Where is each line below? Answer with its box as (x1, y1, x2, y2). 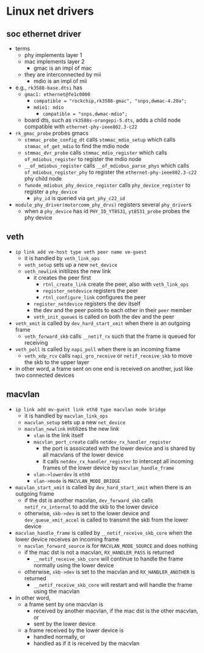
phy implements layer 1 (24, 51, 82, 59)
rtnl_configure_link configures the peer (42, 293, 146, 300)
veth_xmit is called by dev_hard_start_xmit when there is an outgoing (15, 319, 191, 327)
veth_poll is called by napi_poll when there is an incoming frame (15, 345, 181, 353)
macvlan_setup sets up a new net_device (24, 418, 126, 426)
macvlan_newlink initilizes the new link (24, 425, 120, 432)
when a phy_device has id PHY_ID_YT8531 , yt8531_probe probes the (24, 207, 191, 215)
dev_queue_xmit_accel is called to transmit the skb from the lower (24, 516, 188, 523)
